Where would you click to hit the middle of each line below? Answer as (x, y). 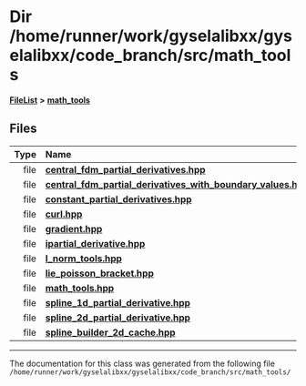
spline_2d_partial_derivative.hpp (118, 318)
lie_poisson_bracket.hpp (100, 273)
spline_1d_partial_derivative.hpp (118, 302)
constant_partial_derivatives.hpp (119, 199)
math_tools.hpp (80, 288)
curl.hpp (64, 214)
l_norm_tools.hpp (84, 259)
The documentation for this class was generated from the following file (143, 363)
